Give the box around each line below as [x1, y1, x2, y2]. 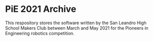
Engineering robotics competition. [5, 30, 75, 36]
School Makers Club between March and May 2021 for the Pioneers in [5, 25, 149, 31]
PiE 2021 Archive [5, 3, 76, 15]
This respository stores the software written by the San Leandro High [5, 20, 147, 26]
